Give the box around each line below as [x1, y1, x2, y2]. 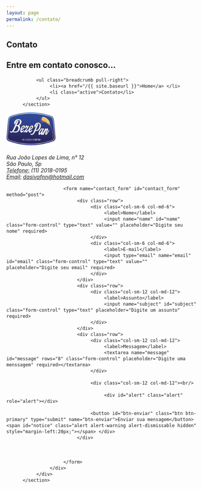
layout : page [6, 10, 39, 16]
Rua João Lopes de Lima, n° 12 [6, 154, 85, 161]
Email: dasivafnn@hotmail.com [6, 173, 85, 180]
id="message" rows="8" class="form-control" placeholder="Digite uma [6, 355, 186, 361]
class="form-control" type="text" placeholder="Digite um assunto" [6, 307, 181, 313]
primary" [6, 416, 29, 422]
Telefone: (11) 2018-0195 [6, 166, 68, 174]
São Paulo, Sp [6, 160, 42, 167]
